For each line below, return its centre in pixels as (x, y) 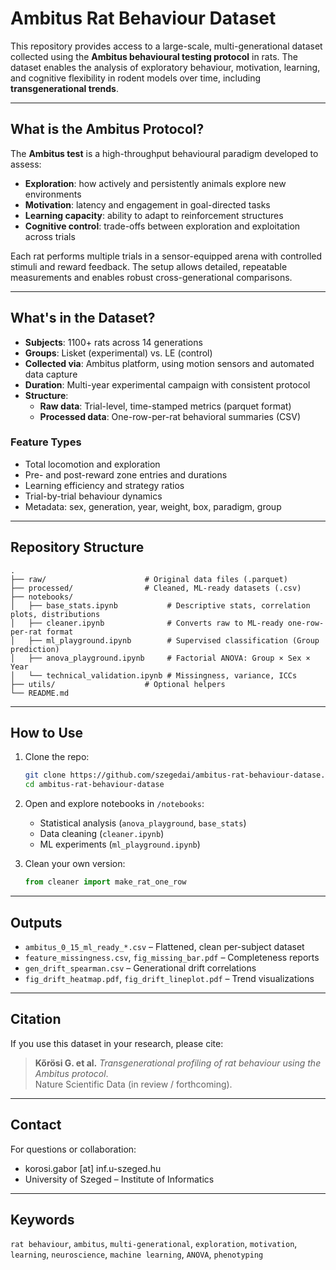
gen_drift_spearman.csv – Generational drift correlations (140, 968)
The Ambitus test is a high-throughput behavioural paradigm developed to (164, 153)
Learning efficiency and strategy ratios (104, 485)
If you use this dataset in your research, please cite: (117, 1043)
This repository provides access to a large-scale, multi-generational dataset (166, 46)
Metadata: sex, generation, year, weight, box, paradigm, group (153, 506)
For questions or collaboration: (73, 1149)
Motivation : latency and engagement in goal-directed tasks (147, 204)
